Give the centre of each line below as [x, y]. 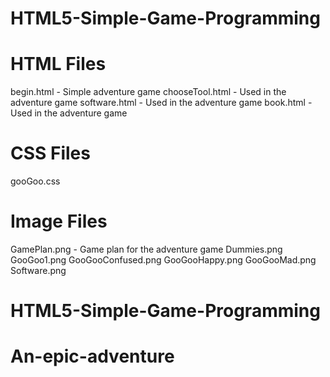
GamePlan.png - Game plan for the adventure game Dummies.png [146, 249]
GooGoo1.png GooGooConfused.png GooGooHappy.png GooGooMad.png [163, 260]
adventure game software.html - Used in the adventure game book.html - [161, 103]
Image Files [59, 221]
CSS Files [50, 153]
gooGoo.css [35, 181]
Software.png [38, 270]
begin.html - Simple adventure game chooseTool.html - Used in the [148, 92]
